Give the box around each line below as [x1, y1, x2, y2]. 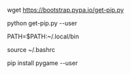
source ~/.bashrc [7, 46, 56, 53]
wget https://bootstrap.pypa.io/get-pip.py [7, 6, 124, 14]
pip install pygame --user [7, 59, 78, 67]
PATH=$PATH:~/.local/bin [7, 32, 80, 40]
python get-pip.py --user [7, 19, 77, 27]
